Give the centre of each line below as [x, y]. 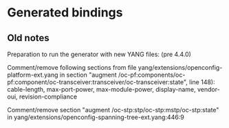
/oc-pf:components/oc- [152, 75]
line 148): [202, 82]
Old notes [28, 38]
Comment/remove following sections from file [72, 67]
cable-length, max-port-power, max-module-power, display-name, [101, 89]
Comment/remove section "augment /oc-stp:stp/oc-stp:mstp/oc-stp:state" [113, 110]
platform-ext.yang [33, 75]
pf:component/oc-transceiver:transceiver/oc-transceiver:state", [97, 82]
